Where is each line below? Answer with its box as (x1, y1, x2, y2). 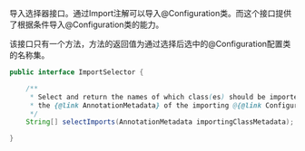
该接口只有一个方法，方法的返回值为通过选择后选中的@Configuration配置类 (9, 39, 291, 49)
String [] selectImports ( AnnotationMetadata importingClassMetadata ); (25, 118, 295, 127)
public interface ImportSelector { (9, 68, 144, 77)
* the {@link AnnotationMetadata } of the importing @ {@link (29, 100, 261, 110)
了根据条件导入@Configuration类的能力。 (9, 19, 164, 30)
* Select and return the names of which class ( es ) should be (29, 92, 266, 101)
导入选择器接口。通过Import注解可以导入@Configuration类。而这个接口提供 (9, 8, 292, 18)
